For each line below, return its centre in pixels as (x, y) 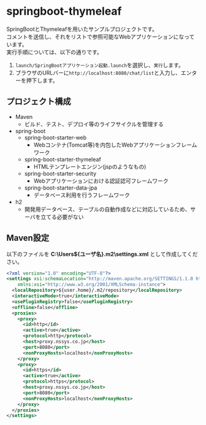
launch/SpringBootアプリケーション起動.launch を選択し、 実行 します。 (99, 65)
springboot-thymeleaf (64, 11)
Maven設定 (28, 238)
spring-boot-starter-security (60, 174)
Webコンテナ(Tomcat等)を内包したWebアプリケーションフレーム (115, 145)
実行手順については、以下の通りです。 (54, 52)
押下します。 (42, 80)
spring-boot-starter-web (55, 137)
